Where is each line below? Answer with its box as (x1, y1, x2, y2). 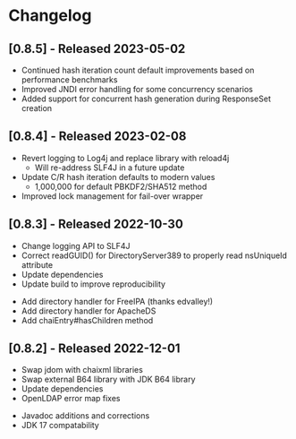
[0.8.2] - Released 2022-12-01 (8, 341, 181, 357)
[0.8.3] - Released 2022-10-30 (8, 217, 184, 232)
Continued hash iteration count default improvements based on (21, 65, 255, 75)
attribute (21, 259, 54, 270)
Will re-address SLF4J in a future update (34, 162, 185, 173)
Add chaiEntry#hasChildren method (21, 314, 154, 325)
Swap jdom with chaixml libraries (21, 365, 144, 375)
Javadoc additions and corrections (21, 410, 150, 421)
